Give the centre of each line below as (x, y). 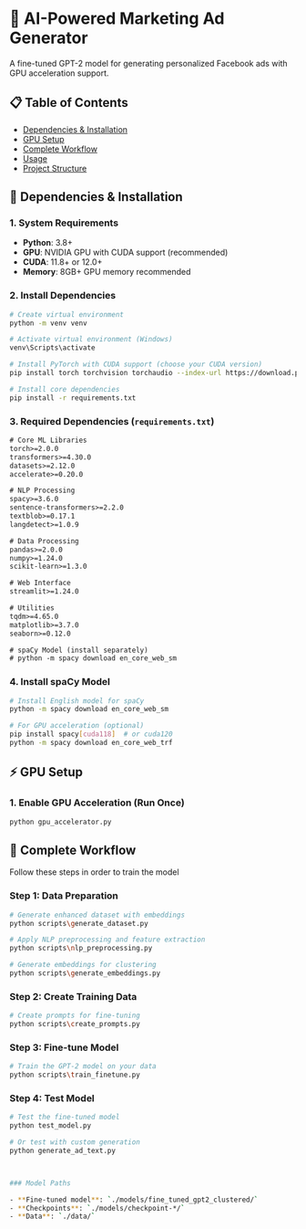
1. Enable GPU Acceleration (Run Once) (97, 803)
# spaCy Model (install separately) (79, 650)
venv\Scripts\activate (52, 348)
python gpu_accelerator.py (61, 822)
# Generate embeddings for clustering (83, 965)
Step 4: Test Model (52, 1098)
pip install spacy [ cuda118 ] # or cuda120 (91, 734)
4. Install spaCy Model (60, 682)
